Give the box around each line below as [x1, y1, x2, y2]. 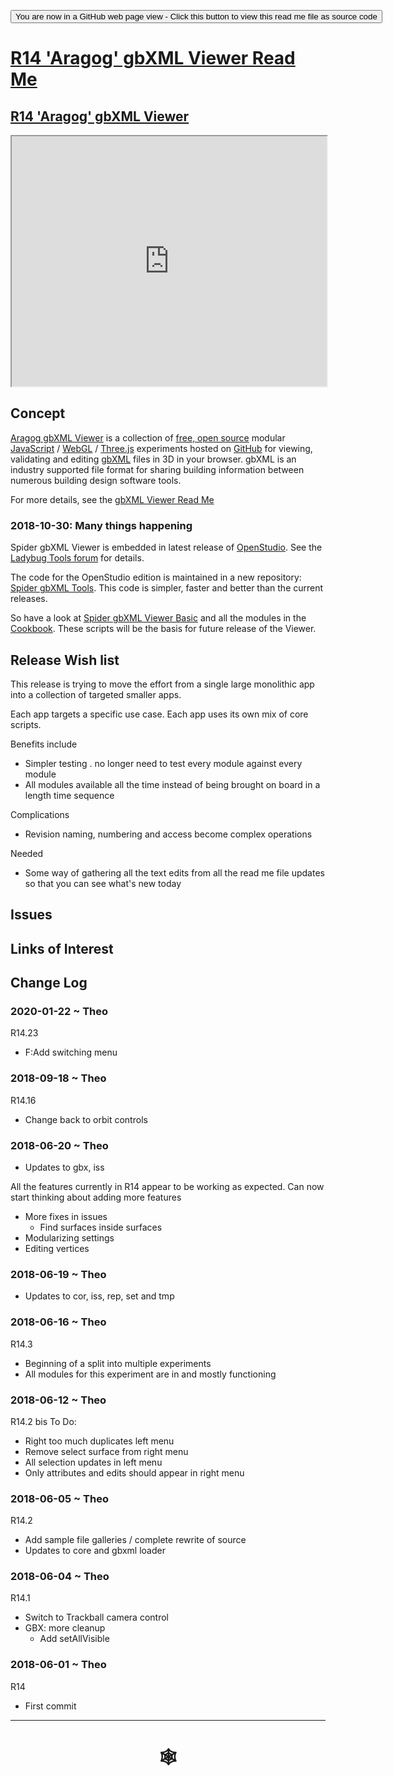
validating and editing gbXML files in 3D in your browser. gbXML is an [10, 453, 297, 465]
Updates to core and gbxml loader [24, 1545, 166, 1557]
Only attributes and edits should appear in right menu [24, 1466, 245, 1479]
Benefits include [10, 738, 78, 750]
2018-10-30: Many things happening [10, 518, 193, 532]
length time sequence [24, 789, 115, 801]
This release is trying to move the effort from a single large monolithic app [10, 678, 315, 690]
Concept [10, 405, 66, 422]
